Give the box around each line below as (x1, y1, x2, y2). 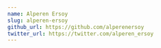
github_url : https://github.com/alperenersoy (7, 23, 144, 30)
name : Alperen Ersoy (7, 10, 69, 18)
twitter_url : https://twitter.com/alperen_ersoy (7, 30, 154, 37)
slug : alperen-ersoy (7, 17, 69, 24)
